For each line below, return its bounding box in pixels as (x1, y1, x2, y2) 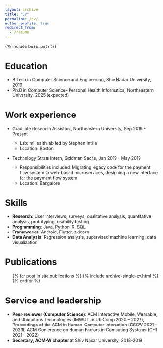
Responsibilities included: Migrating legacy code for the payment (19, 164, 151, 170)
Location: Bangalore (19, 180, 60, 186)
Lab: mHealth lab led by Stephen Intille (19, 140, 97, 146)
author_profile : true (5, 21, 49, 26)
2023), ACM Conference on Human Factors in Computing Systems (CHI (12, 326, 157, 333)
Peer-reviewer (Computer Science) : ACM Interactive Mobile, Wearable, (12, 311, 158, 317)
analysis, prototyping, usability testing (12, 218, 89, 224)
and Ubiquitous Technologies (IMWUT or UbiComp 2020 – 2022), (12, 316, 145, 322)
